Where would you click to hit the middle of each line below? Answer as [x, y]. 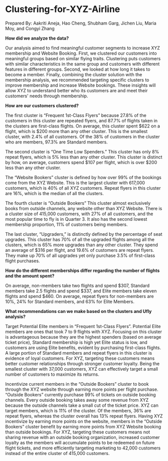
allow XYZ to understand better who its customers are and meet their [76, 90]
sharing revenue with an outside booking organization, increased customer [82, 437]
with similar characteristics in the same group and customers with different [82, 64]
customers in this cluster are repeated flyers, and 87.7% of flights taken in [81, 120]
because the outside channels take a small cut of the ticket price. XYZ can [82, 405]
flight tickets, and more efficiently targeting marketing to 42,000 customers [83, 448]
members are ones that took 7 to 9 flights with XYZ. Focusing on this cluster [83, 332]
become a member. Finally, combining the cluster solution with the [74, 74]
